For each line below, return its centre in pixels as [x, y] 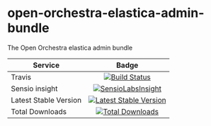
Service [46, 65]
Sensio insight [34, 88]
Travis [21, 77]
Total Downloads [39, 111]
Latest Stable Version [46, 100]
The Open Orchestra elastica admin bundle [70, 47]
